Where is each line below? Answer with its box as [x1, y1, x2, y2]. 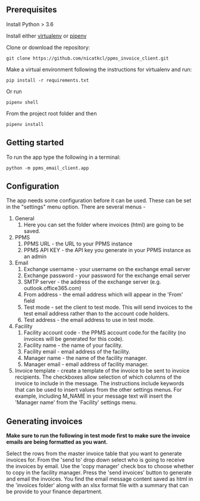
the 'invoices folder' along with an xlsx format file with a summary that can [6, 482, 189, 489]
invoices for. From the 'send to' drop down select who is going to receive [6, 456, 185, 463]
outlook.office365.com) [23, 285, 82, 292]
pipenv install [6, 121, 44, 127]
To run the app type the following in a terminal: [6, 153, 121, 161]
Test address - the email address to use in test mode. [23, 316, 155, 324]
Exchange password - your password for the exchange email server [23, 272, 190, 279]
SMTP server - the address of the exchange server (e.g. [23, 278, 161, 285]
